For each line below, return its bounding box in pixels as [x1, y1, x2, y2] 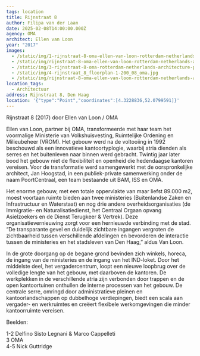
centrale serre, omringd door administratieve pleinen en [6, 287, 143, 295]
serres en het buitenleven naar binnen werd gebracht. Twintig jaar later [6, 150, 180, 158]
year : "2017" [6, 42, 39, 48]
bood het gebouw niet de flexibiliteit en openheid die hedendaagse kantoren [6, 157, 193, 164]
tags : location [6, 8, 44, 15]
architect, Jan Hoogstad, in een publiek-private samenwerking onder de [6, 169, 183, 177]
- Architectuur [11, 86, 49, 92]
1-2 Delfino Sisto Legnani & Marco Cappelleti [6, 330, 116, 337]
